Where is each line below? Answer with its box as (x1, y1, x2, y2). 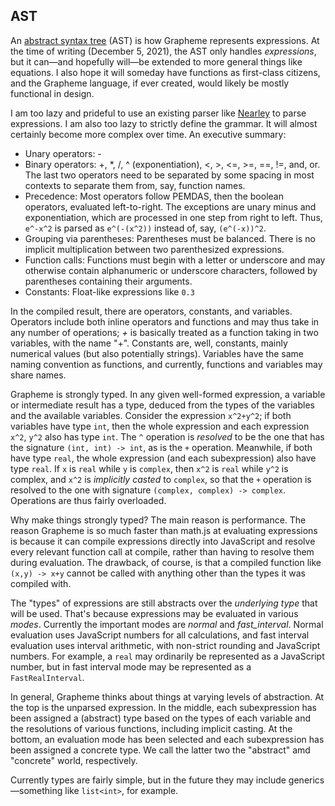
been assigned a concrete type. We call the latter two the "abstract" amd (10, 744, 311, 756)
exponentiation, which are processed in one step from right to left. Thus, (24, 211, 323, 223)
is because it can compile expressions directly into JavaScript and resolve (10, 535, 316, 547)
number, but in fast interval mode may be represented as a (10, 660, 252, 673)
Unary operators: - (24, 147, 102, 159)
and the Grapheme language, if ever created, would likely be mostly (10, 77, 290, 89)
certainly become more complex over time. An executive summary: (10, 128, 287, 140)
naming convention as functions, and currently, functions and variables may (10, 358, 323, 370)
